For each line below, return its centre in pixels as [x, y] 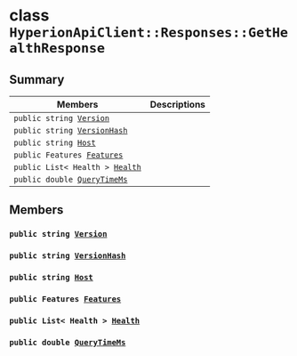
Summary [37, 80]
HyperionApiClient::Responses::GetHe [149, 32]
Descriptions [178, 105]
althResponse [57, 49]
